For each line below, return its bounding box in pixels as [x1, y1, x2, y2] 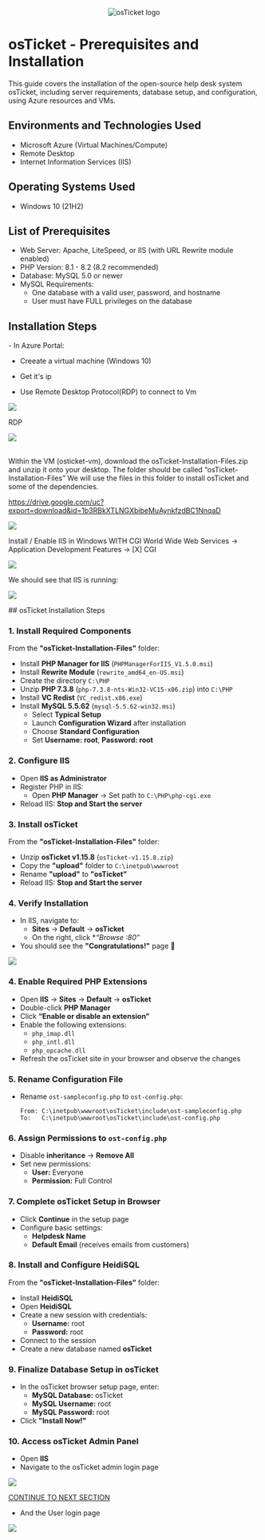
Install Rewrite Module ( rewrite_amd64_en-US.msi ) [19, 667, 184, 677]
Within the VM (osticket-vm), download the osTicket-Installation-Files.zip [8, 456, 249, 466]
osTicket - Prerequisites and [8, 36, 200, 53]
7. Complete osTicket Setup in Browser [8, 1196, 161, 1207]
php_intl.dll [31, 1038, 76, 1046]
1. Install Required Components [8, 626, 132, 637]
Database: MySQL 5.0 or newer [19, 271, 124, 281]
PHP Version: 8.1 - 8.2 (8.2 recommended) [19, 263, 159, 272]
